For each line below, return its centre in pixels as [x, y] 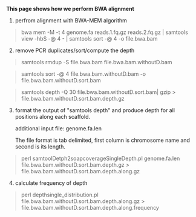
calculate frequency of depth [51, 183]
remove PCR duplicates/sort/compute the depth [75, 50]
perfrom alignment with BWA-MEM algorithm [71, 20]
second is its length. [40, 147]
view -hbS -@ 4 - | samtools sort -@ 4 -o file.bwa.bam [89, 38]
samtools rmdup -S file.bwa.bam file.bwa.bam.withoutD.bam [96, 62]
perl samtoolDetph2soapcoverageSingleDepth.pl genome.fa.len [100, 158]
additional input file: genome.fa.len [58, 129]
